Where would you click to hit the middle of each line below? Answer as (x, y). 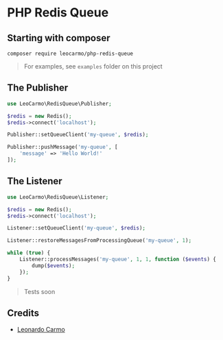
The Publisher (38, 88)
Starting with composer (59, 38)
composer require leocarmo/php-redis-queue (70, 53)
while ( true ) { (29, 253)
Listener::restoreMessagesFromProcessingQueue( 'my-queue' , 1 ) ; (99, 241)
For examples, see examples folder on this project (93, 66)
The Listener (35, 181)
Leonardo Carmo (41, 330)
